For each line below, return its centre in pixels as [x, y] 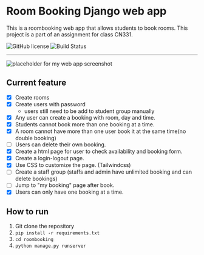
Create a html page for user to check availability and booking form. [99, 151]
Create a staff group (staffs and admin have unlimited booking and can [104, 172]
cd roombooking [34, 240]
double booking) [36, 138]
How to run [28, 212]
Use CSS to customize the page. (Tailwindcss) [73, 165]
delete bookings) [36, 179]
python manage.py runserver [50, 246]
